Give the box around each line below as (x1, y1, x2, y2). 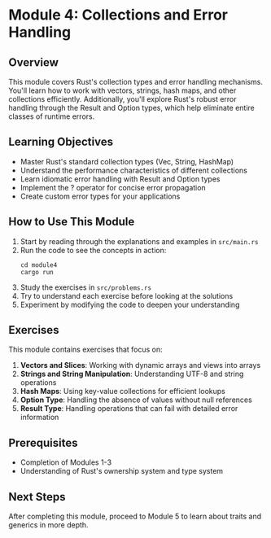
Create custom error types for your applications (20, 191, 181, 201)
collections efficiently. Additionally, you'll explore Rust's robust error (8, 94, 238, 103)
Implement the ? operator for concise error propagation (20, 182, 206, 192)
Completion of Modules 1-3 (20, 457, 112, 467)
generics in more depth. (8, 520, 89, 530)
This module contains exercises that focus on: (8, 344, 163, 355)
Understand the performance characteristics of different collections (20, 165, 248, 175)
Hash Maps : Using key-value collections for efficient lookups (20, 387, 225, 396)
